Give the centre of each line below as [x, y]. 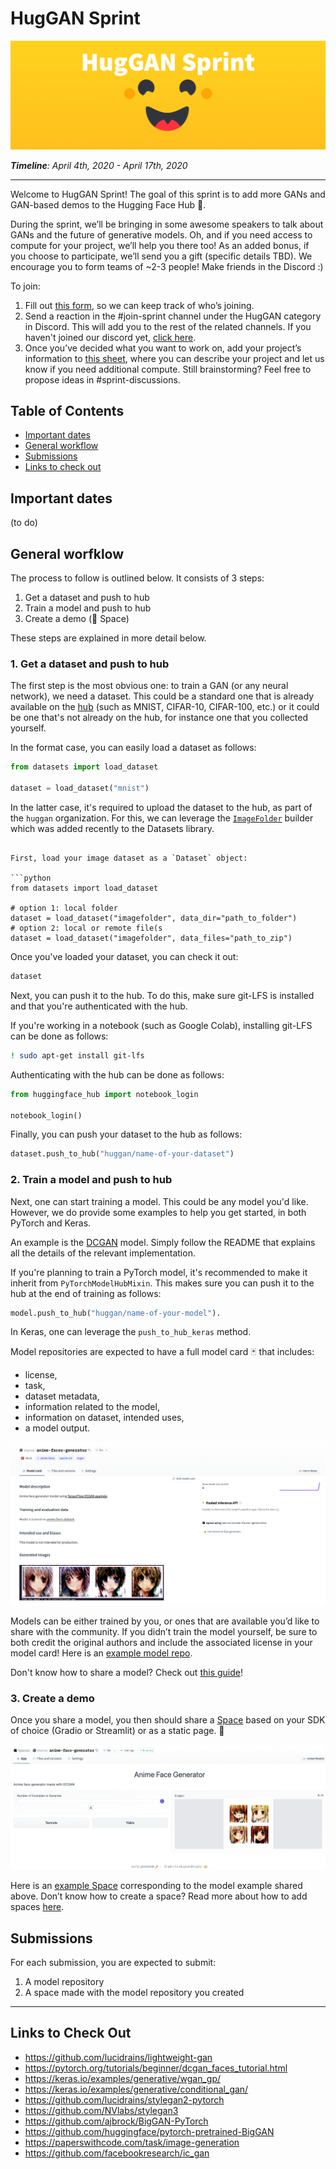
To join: [25, 286]
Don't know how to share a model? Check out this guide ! [126, 1672]
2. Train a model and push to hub [91, 1180]
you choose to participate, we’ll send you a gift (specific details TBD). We [161, 256]
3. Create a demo [52, 1698]
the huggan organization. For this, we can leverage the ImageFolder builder [162, 818]
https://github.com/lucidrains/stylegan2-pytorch [124, 2099]
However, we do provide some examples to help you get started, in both [158, 1212]
